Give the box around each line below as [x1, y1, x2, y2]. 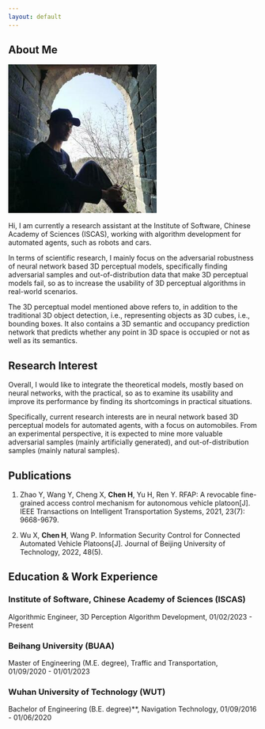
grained [19, 498, 45, 508]
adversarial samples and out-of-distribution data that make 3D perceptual [8, 270, 248, 280]
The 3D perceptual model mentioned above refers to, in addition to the [8, 302, 238, 312]
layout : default [8, 13, 62, 21]
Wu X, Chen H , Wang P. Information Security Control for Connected [19, 531, 240, 540]
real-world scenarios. [8, 287, 78, 296]
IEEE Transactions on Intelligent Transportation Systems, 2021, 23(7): [19, 507, 245, 517]
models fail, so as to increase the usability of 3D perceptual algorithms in [8, 278, 246, 288]
